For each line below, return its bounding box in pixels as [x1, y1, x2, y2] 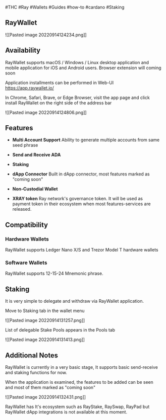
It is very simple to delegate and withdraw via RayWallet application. [5, 298, 144, 304]
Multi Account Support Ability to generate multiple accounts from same [12, 137, 160, 143]
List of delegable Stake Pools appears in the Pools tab [5, 327, 115, 333]
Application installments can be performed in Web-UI [5, 80, 114, 85]
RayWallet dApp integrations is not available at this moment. [5, 409, 127, 415]
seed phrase [12, 142, 38, 148]
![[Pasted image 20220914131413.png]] [5, 336, 85, 342]
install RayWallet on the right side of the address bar [5, 99, 112, 106]
